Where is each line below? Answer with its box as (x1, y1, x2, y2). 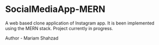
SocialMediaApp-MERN (5, 3, 105, 15)
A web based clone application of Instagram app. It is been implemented (5, 20, 154, 26)
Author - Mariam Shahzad (5, 35, 58, 41)
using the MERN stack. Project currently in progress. (5, 25, 113, 31)
